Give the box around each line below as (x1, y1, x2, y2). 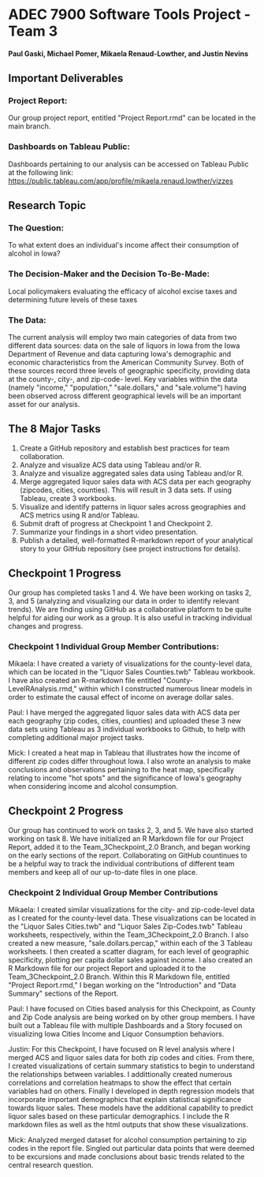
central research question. (8, 1160, 94, 1170)
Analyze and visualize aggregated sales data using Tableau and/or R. (19, 468, 244, 478)
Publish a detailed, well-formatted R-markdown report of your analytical (19, 535, 254, 545)
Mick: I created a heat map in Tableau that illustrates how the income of (8, 748, 240, 757)
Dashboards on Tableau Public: (8, 141, 130, 152)
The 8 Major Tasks (8, 422, 101, 435)
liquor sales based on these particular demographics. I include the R (8, 1112, 230, 1121)
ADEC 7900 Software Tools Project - (8, 6, 251, 24)
